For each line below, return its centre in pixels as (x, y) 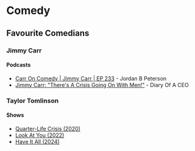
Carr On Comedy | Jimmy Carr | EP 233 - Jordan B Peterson (91, 78)
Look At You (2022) (40, 135)
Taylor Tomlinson (33, 100)
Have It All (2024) (37, 141)
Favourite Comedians (48, 33)
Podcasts (19, 65)
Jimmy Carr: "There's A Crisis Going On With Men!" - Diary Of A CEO (102, 85)
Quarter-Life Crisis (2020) (48, 128)
